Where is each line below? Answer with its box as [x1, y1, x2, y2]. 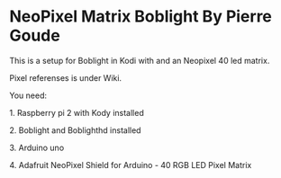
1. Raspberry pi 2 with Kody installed [9, 107, 144, 118]
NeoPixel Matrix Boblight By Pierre [9, 6, 273, 27]
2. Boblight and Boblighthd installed [9, 124, 141, 136]
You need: [9, 90, 48, 101]
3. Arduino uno [9, 142, 65, 153]
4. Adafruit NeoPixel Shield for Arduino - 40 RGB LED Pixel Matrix [9, 159, 252, 170]
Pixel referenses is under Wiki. [9, 72, 122, 83]
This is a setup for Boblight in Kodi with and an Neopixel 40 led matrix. [9, 55, 270, 66]
